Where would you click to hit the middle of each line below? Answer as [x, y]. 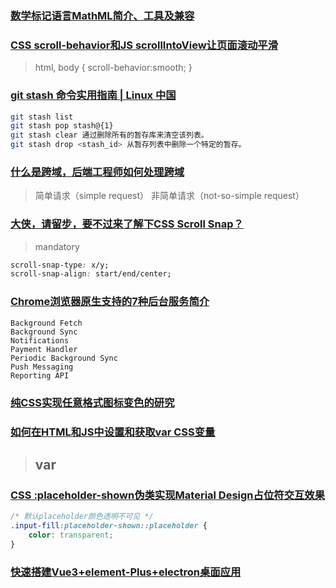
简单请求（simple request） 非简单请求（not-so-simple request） [169, 196]
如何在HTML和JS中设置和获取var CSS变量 [113, 432]
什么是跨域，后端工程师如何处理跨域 [97, 172]
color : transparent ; [71, 535]
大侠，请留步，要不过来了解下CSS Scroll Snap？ [127, 224]
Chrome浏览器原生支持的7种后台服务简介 [110, 302]
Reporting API [40, 375]
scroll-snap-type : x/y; [60, 265]
